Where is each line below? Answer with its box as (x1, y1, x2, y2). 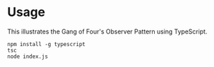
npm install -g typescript (7, 40, 86, 47)
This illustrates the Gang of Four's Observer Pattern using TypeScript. (7, 27, 208, 36)
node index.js (7, 53, 49, 60)
